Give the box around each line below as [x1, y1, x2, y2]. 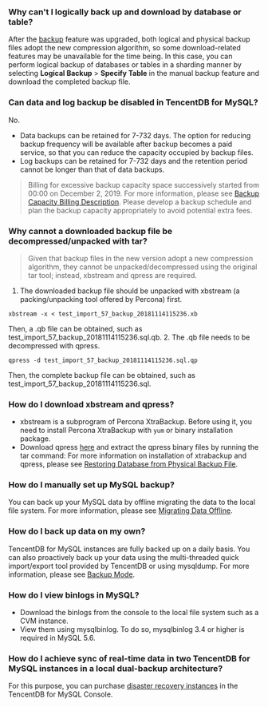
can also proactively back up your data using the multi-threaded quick [8, 552, 239, 562]
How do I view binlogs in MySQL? [8, 590, 140, 601]
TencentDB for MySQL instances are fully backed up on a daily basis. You [8, 544, 250, 554]
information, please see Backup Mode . [8, 570, 136, 579]
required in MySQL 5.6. [19, 634, 96, 643]
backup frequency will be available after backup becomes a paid [19, 139, 233, 149]
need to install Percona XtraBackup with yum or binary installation [19, 426, 234, 435]
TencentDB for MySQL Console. [8, 689, 113, 699]
